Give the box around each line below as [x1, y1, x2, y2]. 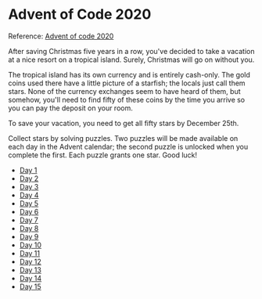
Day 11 [19, 248, 41, 258]
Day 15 [19, 282, 41, 291]
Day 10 [19, 240, 41, 250]
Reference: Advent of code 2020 [8, 31, 114, 41]
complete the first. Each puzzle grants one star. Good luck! [8, 150, 198, 160]
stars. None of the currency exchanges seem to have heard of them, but [8, 86, 241, 95]
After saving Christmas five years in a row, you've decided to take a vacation [8, 46, 255, 56]
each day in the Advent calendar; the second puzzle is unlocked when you [8, 142, 249, 151]
